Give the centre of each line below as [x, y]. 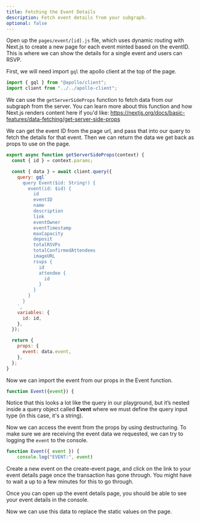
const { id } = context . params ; [53, 161]
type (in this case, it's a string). [45, 415]
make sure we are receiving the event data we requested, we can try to [95, 434]
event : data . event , [47, 352]
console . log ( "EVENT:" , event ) [55, 457]
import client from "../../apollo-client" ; [62, 89]
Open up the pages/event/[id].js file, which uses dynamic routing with [95, 41]
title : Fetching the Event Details [51, 12]
